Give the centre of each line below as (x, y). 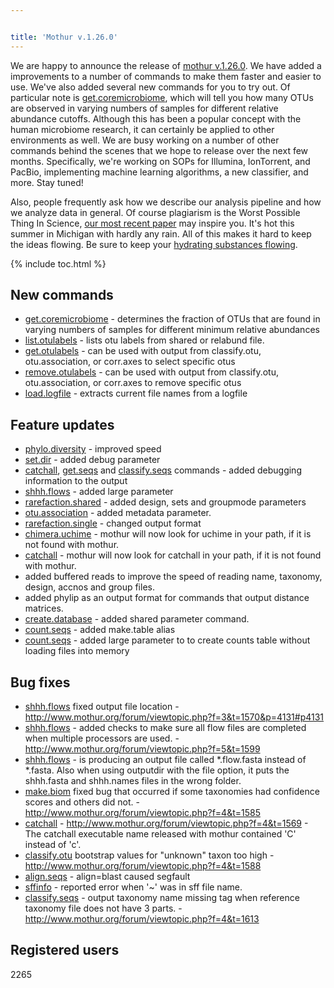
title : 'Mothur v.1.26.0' (64, 37)
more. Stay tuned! (47, 182)
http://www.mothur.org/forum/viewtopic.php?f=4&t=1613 (142, 919)
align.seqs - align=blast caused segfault (107, 877)
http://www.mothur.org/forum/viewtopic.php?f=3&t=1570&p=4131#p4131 (174, 717)
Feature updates (62, 424)
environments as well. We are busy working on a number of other (145, 140)
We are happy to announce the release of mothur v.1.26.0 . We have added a (166, 65)
